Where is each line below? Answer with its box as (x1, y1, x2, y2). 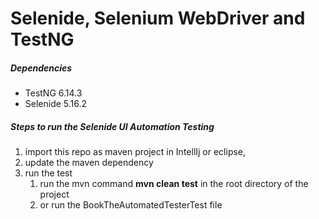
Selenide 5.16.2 (24, 98, 88, 110)
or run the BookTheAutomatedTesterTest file (39, 199, 223, 211)
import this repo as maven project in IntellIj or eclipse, (24, 146, 247, 158)
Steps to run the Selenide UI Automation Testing (10, 120, 215, 132)
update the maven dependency (24, 157, 154, 169)
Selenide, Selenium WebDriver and (10, 7, 306, 30)
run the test (24, 167, 73, 179)
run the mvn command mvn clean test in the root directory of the (39, 178, 309, 190)
